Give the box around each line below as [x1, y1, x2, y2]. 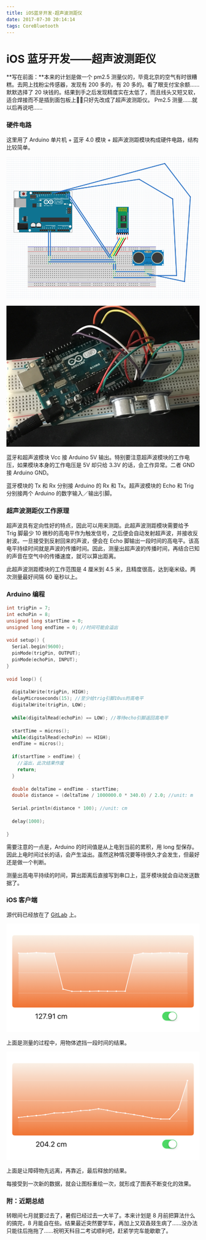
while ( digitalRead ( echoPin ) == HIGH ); [12, 734, 112, 740]
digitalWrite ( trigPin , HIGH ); [12, 689, 89, 695]
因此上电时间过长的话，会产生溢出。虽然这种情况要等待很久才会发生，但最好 [6, 851, 200, 858]
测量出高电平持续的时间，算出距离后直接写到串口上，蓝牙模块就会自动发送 [6, 871, 194, 879]
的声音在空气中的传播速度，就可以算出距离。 [6, 552, 120, 560]
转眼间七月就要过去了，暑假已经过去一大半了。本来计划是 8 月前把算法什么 [6, 1212, 196, 1219]
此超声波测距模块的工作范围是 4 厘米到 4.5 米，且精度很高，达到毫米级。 [6, 565, 191, 572]
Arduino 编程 [6, 590, 45, 598]
